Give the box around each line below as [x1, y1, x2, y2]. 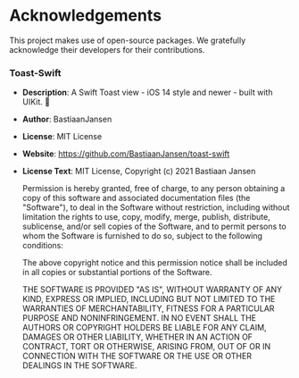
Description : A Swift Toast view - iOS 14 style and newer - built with [21, 87, 273, 98]
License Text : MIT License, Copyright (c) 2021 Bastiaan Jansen [21, 166, 256, 177]
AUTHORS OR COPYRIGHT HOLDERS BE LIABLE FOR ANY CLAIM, [21, 323, 267, 333]
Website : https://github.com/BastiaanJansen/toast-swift [21, 148, 230, 159]
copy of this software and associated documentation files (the [21, 193, 251, 204]
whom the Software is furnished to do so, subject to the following [21, 231, 263, 241]
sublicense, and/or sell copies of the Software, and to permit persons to [21, 221, 287, 232]
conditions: [21, 240, 64, 251]
